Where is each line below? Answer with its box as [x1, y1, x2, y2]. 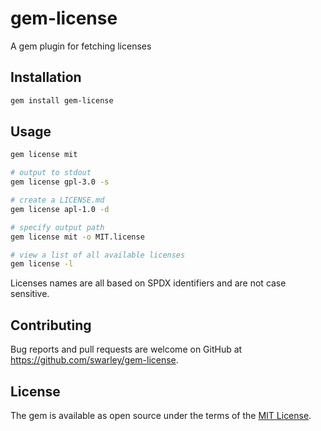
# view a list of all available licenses [10, 250, 186, 260]
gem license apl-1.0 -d [10, 204, 110, 214]
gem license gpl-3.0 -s [10, 177, 110, 187]
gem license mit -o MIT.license [10, 232, 145, 242]
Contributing [10, 317, 92, 334]
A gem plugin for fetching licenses [10, 40, 152, 52]
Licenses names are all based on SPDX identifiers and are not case [10, 277, 287, 289]
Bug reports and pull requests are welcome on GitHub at [10, 343, 243, 356]
